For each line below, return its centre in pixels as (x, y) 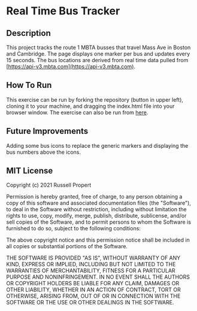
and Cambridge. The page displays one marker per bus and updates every (98, 54)
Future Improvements (47, 131)
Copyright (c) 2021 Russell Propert (49, 185)
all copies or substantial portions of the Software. (67, 246)
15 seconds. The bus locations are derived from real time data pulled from (97, 60)
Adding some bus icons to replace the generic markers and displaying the (97, 145)
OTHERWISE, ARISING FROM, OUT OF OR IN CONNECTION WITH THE (93, 296)
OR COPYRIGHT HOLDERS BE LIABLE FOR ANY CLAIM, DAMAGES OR (93, 283)
